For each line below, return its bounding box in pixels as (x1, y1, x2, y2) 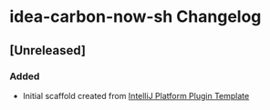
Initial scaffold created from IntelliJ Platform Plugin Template (22, 90, 250, 101)
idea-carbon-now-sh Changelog (9, 6, 262, 27)
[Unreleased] (9, 43, 87, 58)
